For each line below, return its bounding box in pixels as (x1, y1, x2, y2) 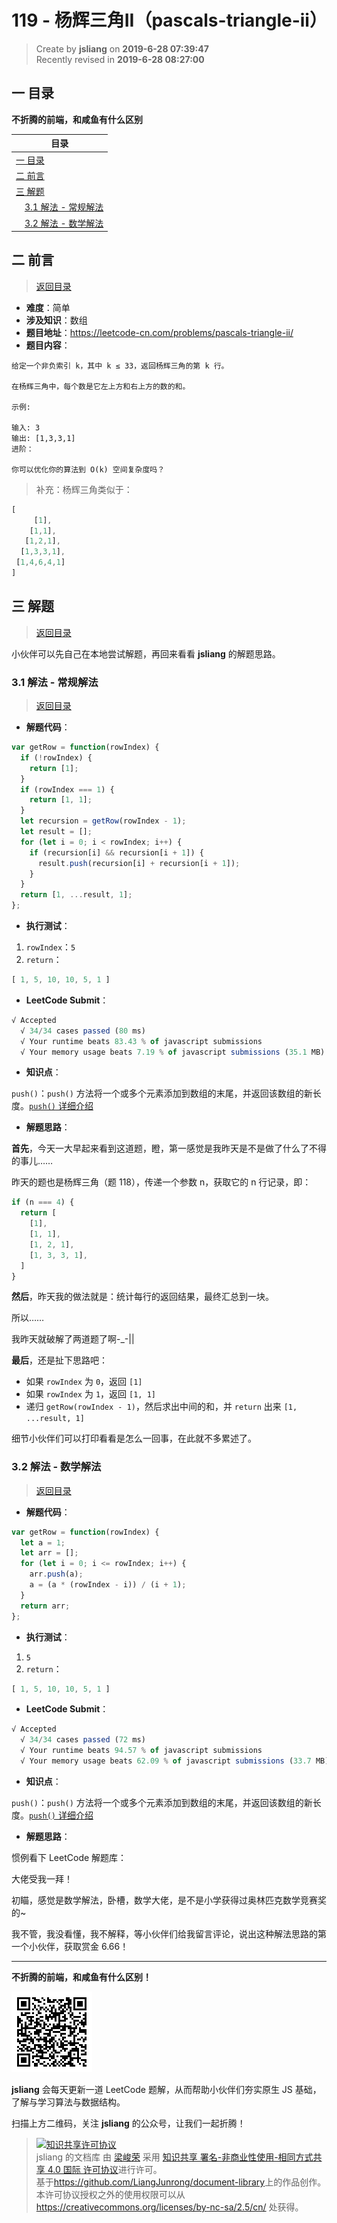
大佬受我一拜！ (11, 1872, 73, 1885)
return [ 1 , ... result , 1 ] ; (20, 890, 133, 900)
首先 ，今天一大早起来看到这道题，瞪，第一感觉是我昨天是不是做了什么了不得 (11, 1142, 327, 1155)
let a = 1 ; (20, 1537, 66, 1548)
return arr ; (20, 1601, 71, 1611)
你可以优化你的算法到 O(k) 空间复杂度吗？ (11, 464, 166, 475)
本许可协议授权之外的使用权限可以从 (35, 2188, 186, 2200)
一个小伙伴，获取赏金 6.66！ (11, 1940, 129, 1952)
